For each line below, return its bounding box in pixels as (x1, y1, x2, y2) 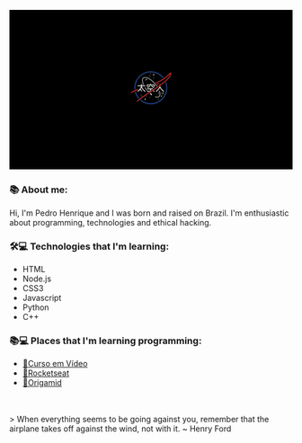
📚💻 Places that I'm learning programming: (9, 334, 202, 347)
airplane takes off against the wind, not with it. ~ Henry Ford (9, 423, 232, 434)
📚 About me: (9, 183, 68, 196)
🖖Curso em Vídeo (22, 359, 88, 369)
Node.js (22, 273, 52, 284)
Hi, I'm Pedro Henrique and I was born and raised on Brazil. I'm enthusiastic (9, 208, 289, 218)
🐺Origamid (22, 377, 63, 388)
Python (22, 302, 49, 313)
